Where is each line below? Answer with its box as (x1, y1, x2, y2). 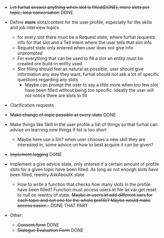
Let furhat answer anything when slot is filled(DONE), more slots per (9, 4, 150, 10)
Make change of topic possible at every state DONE (9, 112, 116, 118)
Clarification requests (9, 102, 54, 108)
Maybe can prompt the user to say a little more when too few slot (24, 82, 158, 88)
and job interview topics (9, 24, 60, 30)
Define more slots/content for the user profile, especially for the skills (9, 19, 153, 25)
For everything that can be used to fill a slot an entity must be (17, 55, 143, 61)
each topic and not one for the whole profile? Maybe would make (17, 197, 151, 203)
